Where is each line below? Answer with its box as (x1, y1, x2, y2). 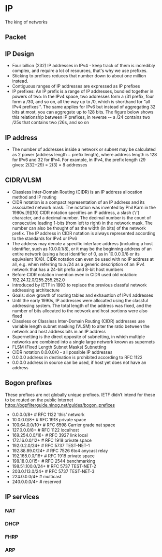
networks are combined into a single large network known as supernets (12, 339, 155, 344)
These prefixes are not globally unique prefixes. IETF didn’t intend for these (5, 392, 156, 397)
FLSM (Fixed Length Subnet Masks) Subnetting (12, 344, 106, 350)
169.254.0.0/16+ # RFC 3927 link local (12, 432, 88, 438)
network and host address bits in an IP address (12, 328, 106, 334)
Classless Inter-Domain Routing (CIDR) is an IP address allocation (12, 189, 143, 195)
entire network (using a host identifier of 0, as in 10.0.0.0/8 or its (12, 251, 140, 257)
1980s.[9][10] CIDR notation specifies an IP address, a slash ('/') (12, 210, 140, 216)
